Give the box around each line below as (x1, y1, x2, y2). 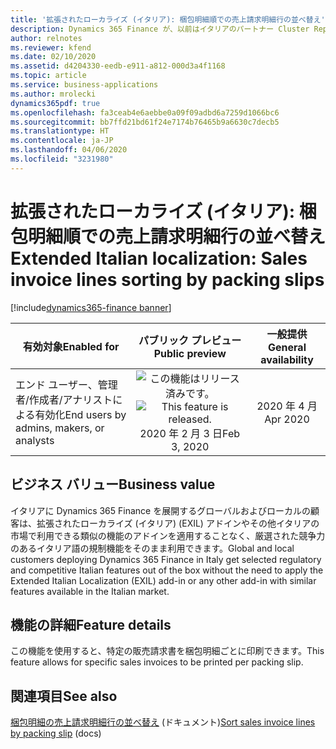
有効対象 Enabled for (22, 339, 120, 353)
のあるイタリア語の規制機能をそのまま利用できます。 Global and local (10, 542, 295, 554)
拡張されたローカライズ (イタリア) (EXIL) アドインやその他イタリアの (36, 517, 320, 529)
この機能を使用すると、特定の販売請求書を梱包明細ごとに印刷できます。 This (10, 645, 325, 657)
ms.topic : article (10, 71, 87, 81)
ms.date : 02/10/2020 (10, 52, 97, 62)
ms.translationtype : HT (10, 126, 110, 136)
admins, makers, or (15, 421, 105, 435)
